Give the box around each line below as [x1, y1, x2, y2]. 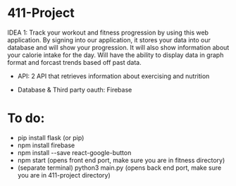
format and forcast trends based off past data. [7, 58, 142, 66]
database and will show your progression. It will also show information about [7, 43, 230, 51]
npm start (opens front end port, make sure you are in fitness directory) [17, 156, 225, 164]
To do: [7, 111, 45, 126]
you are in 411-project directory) [17, 170, 111, 179]
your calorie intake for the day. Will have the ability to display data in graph [7, 51, 224, 59]
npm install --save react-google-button [17, 148, 132, 156]
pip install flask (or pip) [17, 133, 85, 142]
